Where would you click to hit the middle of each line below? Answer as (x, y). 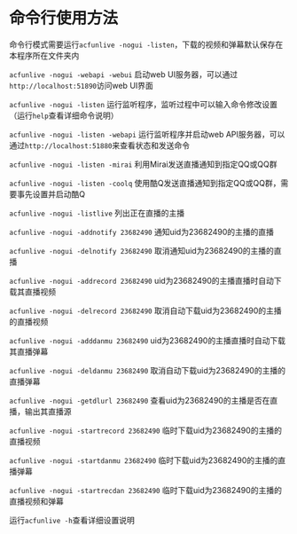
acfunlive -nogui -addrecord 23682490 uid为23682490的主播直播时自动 (142, 280)
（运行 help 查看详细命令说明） (64, 115)
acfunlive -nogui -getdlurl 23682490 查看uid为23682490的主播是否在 (140, 400)
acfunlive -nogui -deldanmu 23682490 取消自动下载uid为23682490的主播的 (148, 370)
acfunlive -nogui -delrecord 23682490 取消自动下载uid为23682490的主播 (145, 310)
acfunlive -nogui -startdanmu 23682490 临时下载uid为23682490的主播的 (144, 460)
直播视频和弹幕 (36, 501)
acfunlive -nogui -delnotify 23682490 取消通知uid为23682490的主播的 (142, 250)
